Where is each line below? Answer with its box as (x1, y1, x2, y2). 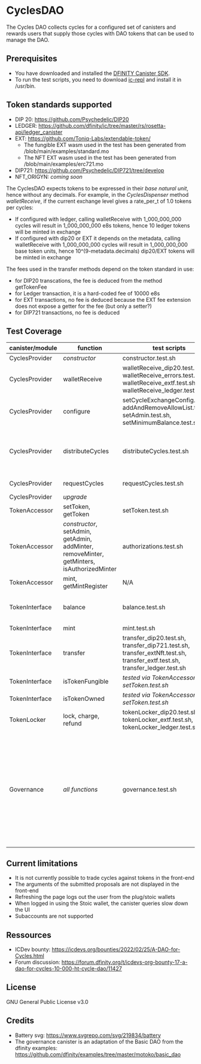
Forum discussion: (14, 958, 61, 966)
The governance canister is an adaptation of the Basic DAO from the (14, 1038, 184, 1045)
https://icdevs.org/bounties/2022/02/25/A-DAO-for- (51, 946, 181, 953)
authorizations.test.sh (122, 543, 184, 551)
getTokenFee (14, 283, 47, 290)
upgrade (62, 493, 87, 501)
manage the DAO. (6, 36, 50, 43)
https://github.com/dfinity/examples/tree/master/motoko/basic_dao (14, 1051, 181, 1058)
